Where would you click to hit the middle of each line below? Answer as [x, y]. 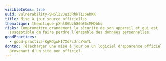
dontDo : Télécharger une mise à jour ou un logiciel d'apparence [74, 46]
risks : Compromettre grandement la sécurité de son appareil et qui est [82, 28]
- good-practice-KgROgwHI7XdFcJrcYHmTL [51, 42]
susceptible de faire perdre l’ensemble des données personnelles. [81, 32]
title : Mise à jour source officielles [46, 19]
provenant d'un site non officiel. [46, 51]
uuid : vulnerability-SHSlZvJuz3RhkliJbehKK [51, 14]
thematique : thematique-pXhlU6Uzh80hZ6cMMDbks [54, 23]
